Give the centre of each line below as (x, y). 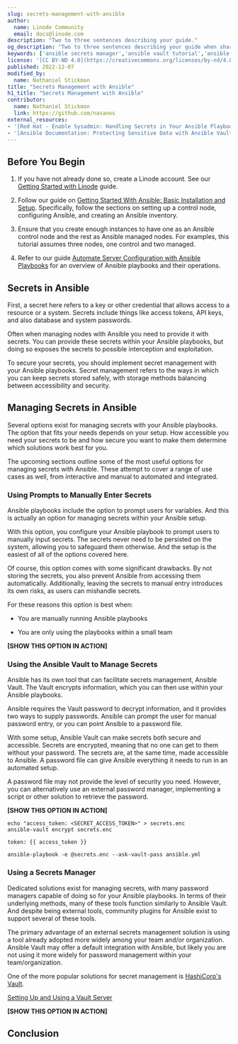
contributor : (27, 100)
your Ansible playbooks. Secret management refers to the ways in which (113, 370)
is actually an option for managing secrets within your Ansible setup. (107, 518)
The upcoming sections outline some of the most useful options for (106, 461)
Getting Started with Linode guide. (68, 186)
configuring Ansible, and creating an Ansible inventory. (98, 215)
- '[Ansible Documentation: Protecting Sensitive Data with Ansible (110, 133)
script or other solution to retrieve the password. (78, 797)
